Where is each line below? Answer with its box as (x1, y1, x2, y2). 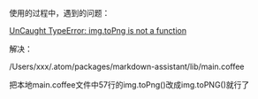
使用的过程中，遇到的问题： (9, 8, 110, 18)
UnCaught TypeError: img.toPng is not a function (9, 26, 187, 35)
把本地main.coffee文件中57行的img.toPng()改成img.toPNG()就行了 (9, 80, 250, 90)
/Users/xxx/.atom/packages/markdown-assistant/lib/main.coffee (9, 61, 245, 72)
